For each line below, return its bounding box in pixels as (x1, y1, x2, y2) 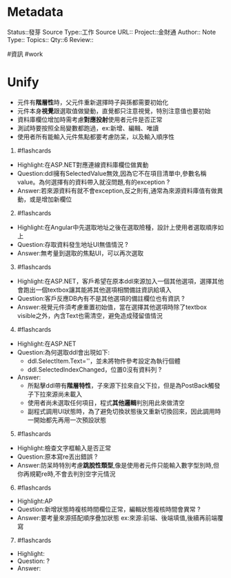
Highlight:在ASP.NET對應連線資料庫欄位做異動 (17, 160, 149, 169)
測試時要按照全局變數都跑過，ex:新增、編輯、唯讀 (17, 123, 159, 132)
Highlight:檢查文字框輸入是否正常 (17, 444, 112, 452)
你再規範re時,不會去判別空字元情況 (17, 470, 116, 478)
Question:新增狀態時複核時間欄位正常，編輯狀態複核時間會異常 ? (17, 505, 201, 513)
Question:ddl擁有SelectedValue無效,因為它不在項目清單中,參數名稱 (17, 169, 207, 177)
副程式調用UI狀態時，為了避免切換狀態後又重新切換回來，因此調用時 (27, 407, 221, 415)
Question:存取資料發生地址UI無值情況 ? (17, 240, 129, 248)
